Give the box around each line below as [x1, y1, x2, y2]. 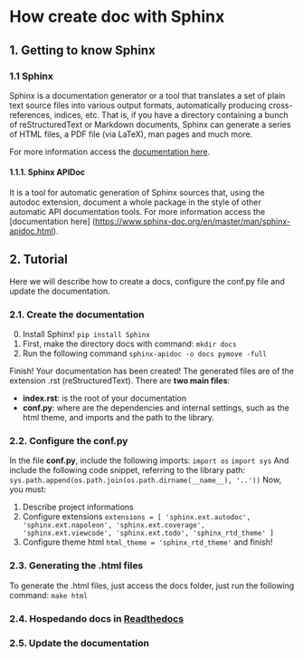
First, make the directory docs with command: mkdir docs [22, 338, 237, 350]
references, [9, 109, 52, 120]
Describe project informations [22, 501, 134, 513]
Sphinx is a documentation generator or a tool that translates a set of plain [9, 90, 286, 101]
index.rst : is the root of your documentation [22, 392, 187, 404]
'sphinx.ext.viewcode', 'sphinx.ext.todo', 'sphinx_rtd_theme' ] [22, 528, 274, 538]
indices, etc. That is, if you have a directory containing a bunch [53, 109, 289, 120]
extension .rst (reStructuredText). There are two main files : [9, 375, 231, 386]
